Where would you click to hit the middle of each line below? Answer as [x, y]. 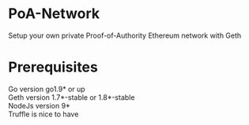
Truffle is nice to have [43, 114]
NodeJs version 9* [40, 105]
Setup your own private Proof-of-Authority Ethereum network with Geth [125, 35]
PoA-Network [54, 14]
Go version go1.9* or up [47, 89]
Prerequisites [53, 67]
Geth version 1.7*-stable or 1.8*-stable [72, 97]
